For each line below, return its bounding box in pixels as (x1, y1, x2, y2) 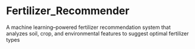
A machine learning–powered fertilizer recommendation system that (6, 24, 171, 31)
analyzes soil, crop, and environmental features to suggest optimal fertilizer (6, 30, 189, 37)
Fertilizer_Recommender (6, 4, 130, 18)
